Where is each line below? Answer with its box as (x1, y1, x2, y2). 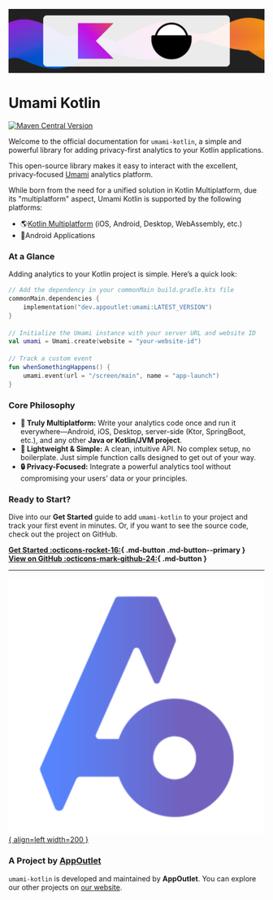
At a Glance (8, 250, 55, 262)
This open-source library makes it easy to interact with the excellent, (8, 160, 238, 171)
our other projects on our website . (8, 882, 123, 892)
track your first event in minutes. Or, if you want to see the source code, (8, 521, 249, 531)
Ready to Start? (8, 493, 71, 505)
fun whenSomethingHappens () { (8, 363, 111, 372)
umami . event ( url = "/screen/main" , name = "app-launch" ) (23, 372, 220, 380)
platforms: (8, 202, 43, 212)
